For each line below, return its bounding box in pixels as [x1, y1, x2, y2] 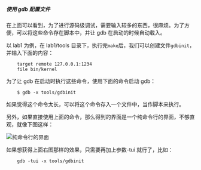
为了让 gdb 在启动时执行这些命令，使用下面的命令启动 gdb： [6, 78, 156, 85]
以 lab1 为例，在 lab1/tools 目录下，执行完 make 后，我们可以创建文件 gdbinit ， [6, 42, 195, 49]
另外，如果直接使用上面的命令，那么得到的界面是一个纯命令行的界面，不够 [6, 113, 190, 120]
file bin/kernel [17, 66, 58, 72]
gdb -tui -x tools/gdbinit [17, 158, 84, 164]
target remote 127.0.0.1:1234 [17, 61, 93, 67]
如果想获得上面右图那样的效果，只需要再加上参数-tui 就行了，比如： [6, 146, 173, 153]
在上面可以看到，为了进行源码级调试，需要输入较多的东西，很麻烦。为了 [6, 21, 184, 29]
